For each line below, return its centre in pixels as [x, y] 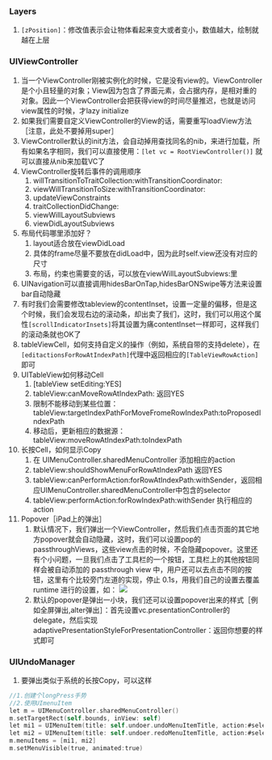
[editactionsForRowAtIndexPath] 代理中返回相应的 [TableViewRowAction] [140, 355]
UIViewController [44, 62]
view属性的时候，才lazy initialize [75, 110]
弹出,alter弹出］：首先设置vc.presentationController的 [142, 609]
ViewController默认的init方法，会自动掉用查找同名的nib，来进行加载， [137, 141]
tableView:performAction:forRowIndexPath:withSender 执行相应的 [142, 500]
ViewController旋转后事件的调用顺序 [81, 171]
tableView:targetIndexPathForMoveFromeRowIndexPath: [127, 412]
